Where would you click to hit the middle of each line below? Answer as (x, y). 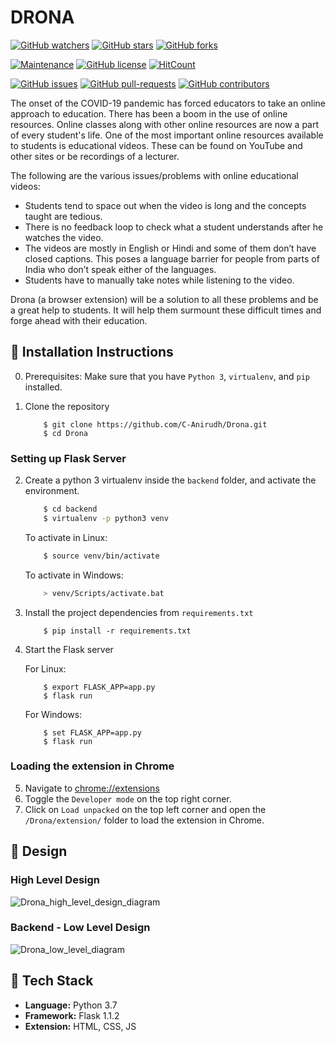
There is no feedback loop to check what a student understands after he (174, 227)
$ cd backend (70, 509)
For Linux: (45, 668)
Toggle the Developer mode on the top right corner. (128, 798)
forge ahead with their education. (79, 320)
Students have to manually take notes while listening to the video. (159, 280)
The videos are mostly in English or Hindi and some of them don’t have (170, 248)
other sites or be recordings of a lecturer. (95, 156)
